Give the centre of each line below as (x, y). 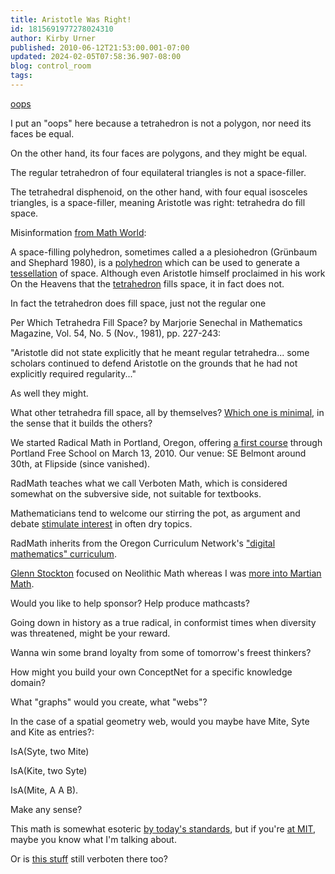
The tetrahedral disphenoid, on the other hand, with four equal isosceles (159, 192)
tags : (21, 76)
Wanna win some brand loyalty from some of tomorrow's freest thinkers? (161, 652)
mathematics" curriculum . (63, 553)
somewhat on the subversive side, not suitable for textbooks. (136, 493)
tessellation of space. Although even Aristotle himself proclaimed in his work (168, 273)
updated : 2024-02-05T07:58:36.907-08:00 (96, 57)
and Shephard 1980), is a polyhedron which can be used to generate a (155, 262)
